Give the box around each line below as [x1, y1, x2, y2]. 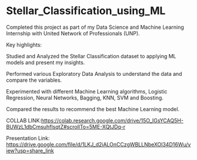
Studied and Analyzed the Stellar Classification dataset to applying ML [6, 52, 176, 59]
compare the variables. [6, 76, 62, 84]
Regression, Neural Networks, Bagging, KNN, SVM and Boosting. [6, 94, 163, 101]
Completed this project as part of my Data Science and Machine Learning [6, 24, 184, 31]
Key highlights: [6, 41, 42, 48]
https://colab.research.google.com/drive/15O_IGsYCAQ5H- [41, 116, 184, 124]
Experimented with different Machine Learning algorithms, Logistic [6, 88, 168, 95]
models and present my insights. [6, 59, 85, 66]
